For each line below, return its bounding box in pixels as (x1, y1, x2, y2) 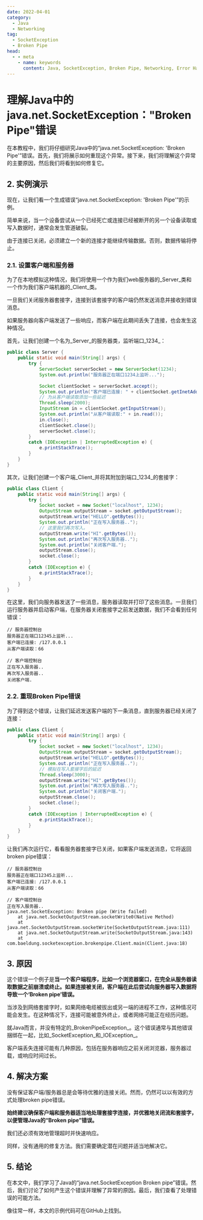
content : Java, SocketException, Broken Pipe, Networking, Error (22, 65, 190, 71)
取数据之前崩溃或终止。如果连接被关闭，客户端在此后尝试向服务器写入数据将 (7, 984, 197, 991)
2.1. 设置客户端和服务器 (7, 261, 74, 270)
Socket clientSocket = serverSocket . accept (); (39, 383, 158, 389)
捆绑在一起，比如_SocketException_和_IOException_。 (7, 1032, 141, 1039)
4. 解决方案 (7, 1071, 48, 1081)
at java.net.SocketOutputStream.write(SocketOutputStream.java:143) (17, 930, 193, 936)
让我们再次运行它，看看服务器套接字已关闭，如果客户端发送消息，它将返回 (7, 845, 192, 853)
